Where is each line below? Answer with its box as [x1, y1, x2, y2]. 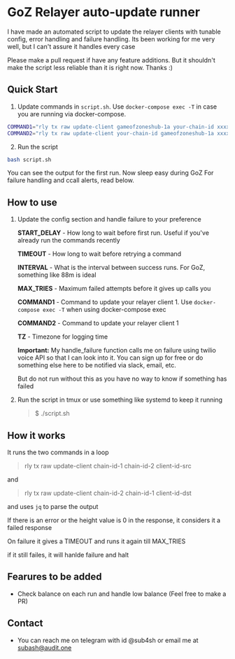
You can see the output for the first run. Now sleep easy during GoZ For [7, 169, 214, 177]
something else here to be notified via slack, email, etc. [17, 361, 177, 369]
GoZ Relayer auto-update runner [7, 4, 201, 20]
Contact [7, 618, 43, 630]
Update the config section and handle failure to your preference [17, 215, 201, 224]
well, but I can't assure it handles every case [7, 42, 136, 50]
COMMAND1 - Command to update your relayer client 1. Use [17, 298, 193, 306]
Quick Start [7, 83, 58, 95]
